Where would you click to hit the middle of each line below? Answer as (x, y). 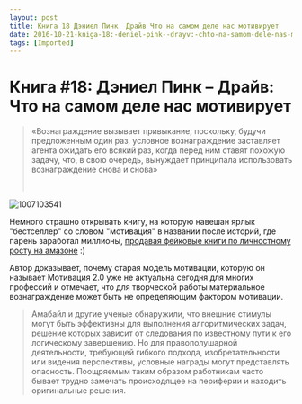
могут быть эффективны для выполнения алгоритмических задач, (159, 324)
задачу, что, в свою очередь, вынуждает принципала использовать (162, 160)
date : (19, 34)
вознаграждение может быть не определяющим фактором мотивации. (147, 297)
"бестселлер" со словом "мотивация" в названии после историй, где (143, 231)
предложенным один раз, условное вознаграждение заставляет (156, 141)
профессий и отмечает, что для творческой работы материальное (137, 287)
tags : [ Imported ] (42, 43)
